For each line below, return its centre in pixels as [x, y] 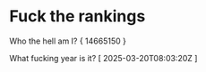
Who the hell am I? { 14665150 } [68, 41]
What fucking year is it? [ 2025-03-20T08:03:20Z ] [103, 58]
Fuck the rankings [77, 16]
